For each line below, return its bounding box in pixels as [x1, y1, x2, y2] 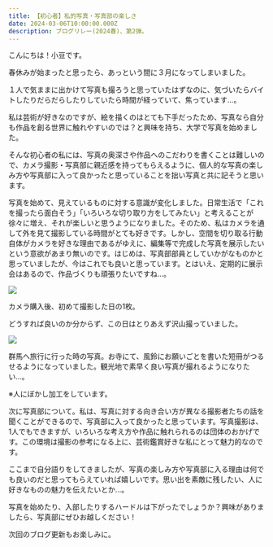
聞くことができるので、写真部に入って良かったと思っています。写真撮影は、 [8, 417, 263, 427]
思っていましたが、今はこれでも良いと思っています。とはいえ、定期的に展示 [8, 259, 263, 269]
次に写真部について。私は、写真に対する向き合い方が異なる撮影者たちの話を [8, 406, 265, 416]
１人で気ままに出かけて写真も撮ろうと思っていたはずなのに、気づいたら [8, 85, 250, 94]
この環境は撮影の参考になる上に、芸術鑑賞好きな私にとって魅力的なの [21, 437, 257, 447]
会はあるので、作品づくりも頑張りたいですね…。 [8, 269, 171, 279]
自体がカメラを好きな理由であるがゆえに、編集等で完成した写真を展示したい [8, 238, 265, 248]
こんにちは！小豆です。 [8, 50, 87, 60]
